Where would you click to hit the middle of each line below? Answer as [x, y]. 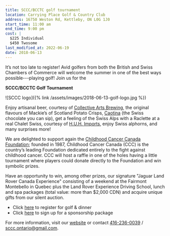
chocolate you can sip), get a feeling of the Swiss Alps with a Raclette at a [82, 118]
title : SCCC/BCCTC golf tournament [43, 10]
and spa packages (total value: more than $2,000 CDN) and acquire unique [84, 192]
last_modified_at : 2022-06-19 [37, 48]
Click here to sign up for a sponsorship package [63, 213]
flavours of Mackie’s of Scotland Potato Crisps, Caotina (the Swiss [74, 113]
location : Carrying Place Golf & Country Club [55, 15]
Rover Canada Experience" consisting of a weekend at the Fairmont [76, 181]
